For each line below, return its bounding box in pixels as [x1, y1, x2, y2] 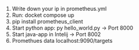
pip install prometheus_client [11, 18, 83, 25]
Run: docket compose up [11, 11, 75, 19]
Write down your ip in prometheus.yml [11, 5, 107, 12]
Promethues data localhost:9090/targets [11, 37, 113, 44]
